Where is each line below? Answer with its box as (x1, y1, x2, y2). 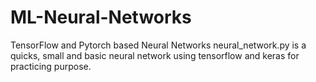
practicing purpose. (10, 60, 92, 72)
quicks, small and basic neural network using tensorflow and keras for (10, 49, 300, 61)
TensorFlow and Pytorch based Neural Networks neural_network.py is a (10, 39, 307, 51)
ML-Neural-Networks (10, 6, 192, 29)
